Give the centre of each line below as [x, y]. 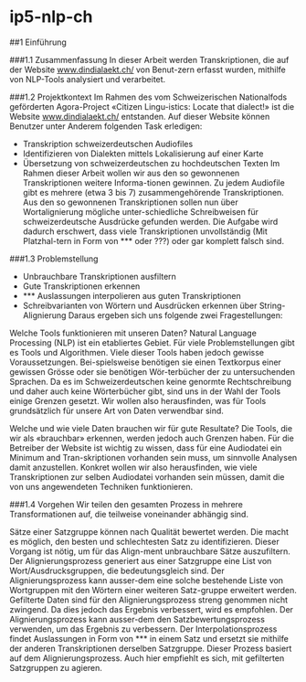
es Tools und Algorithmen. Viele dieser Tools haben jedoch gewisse [137, 352]
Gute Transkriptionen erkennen [81, 286]
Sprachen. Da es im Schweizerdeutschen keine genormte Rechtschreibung [151, 381]
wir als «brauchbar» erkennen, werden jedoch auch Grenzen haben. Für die [152, 438]
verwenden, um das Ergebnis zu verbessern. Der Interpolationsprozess [143, 629]
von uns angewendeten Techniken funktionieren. [101, 486]
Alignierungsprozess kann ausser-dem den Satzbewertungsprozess [137, 619]
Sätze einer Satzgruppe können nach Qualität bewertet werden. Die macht [149, 531]
